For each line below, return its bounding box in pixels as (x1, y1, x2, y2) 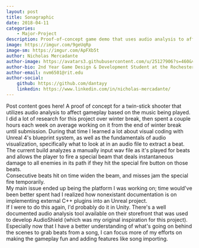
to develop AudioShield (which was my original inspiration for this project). (6, 216, 188, 223)
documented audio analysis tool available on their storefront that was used (6, 209, 188, 217)
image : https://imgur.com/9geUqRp (6, 42, 92, 48)
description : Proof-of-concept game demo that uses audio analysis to (6, 36, 184, 42)
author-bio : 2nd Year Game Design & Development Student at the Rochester (6, 64, 195, 70)
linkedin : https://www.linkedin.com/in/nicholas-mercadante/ (17, 86, 171, 92)
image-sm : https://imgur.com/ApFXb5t (6, 48, 99, 54)
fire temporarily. (6, 178, 46, 185)
